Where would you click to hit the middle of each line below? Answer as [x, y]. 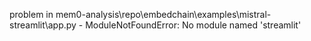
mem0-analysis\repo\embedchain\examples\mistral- [163, 14]
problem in [31, 14]
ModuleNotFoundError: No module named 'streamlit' [193, 25]
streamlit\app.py [43, 25]
